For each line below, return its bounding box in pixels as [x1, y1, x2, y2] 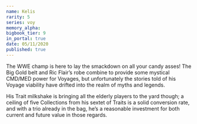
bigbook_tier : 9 [6, 30, 46, 36]
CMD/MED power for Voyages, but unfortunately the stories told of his [6, 75, 176, 82]
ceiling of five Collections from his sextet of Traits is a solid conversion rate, [6, 99, 190, 106]
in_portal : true [6, 36, 46, 42]
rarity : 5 [6, 14, 31, 20]
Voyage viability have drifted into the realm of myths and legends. [6, 81, 165, 88]
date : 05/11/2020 [6, 42, 49, 47]
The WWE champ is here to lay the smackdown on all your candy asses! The [6, 63, 192, 70]
